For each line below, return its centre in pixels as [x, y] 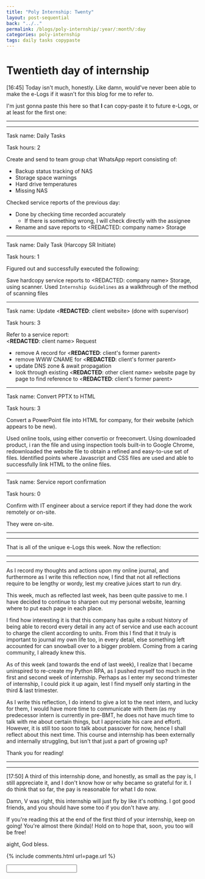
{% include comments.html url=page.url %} [61, 856]
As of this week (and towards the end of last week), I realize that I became [100, 664]
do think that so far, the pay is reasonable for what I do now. [82, 789]
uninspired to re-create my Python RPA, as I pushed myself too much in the [101, 671]
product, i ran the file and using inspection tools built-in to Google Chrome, [100, 445]
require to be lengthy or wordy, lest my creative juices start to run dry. [94, 583]
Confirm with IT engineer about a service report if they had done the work [99, 505]
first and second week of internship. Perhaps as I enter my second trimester [102, 677]
